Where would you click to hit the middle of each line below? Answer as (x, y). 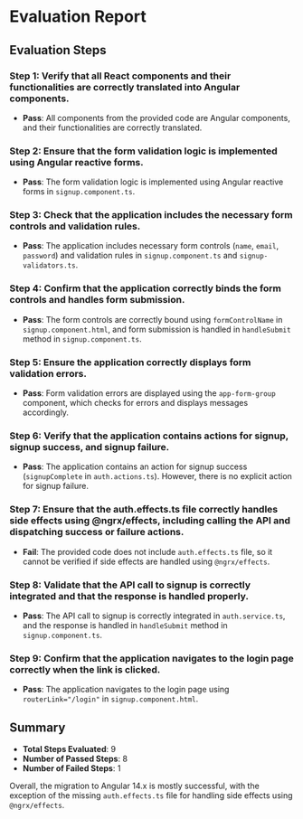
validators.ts (49, 266)
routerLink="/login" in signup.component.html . (110, 699)
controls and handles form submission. (97, 300)
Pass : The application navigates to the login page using (126, 690)
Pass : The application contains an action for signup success (135, 466)
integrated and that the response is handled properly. (129, 596)
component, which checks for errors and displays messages (135, 403)
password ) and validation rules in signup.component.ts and (130, 256)
